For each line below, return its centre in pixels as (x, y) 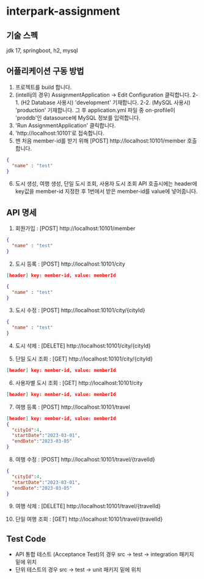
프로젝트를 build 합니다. (43, 87)
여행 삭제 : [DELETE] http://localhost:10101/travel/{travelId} (88, 506)
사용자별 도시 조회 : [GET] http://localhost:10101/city (79, 383)
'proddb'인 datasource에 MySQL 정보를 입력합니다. (78, 118)
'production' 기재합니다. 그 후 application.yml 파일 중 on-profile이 (95, 110)
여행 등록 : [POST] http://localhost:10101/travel (72, 407)
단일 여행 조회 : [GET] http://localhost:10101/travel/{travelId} (89, 519)
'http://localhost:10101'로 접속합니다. (60, 133)
